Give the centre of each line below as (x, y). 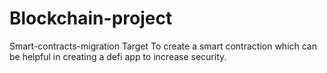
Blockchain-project (91, 18)
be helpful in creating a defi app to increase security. (118, 56)
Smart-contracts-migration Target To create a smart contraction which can (163, 46)
